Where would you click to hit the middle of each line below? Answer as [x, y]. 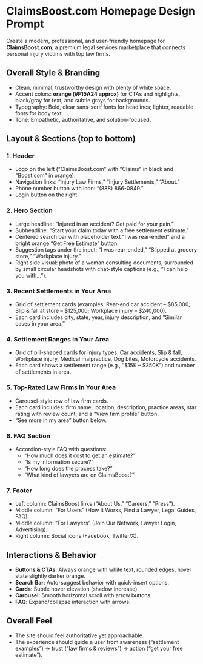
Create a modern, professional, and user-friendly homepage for [86, 41]
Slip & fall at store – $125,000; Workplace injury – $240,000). [91, 311]
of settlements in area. [43, 372]
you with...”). [31, 275]
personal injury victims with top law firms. [58, 53]
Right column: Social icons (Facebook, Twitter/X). [77, 536]
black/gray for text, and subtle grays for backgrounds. [82, 100]
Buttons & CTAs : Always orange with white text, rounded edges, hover [103, 570]
